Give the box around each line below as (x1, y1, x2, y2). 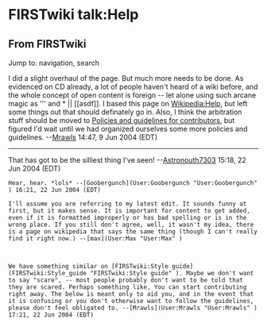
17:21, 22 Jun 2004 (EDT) (8, 311, 94, 319)
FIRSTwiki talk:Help (8, 6, 139, 24)
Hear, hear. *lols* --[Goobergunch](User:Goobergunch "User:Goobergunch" (8, 179, 258, 187)
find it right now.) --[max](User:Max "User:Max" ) (8, 235, 183, 243)
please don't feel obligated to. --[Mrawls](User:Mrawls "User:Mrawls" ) (8, 304, 258, 312)
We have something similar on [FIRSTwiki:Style (8, 263, 169, 270)
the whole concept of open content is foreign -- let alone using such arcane (8, 90, 257, 100)
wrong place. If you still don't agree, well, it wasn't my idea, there (8, 221, 254, 228)
